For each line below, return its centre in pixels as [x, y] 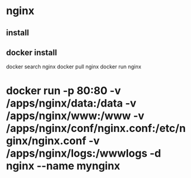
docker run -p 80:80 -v [63, 90]
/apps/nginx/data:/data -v [71, 103]
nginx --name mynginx [63, 166]
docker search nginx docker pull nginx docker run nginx [74, 67]
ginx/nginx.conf [46, 141]
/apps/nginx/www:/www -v [75, 116]
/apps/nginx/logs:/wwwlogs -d [84, 153]
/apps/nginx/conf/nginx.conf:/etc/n [96, 128]
